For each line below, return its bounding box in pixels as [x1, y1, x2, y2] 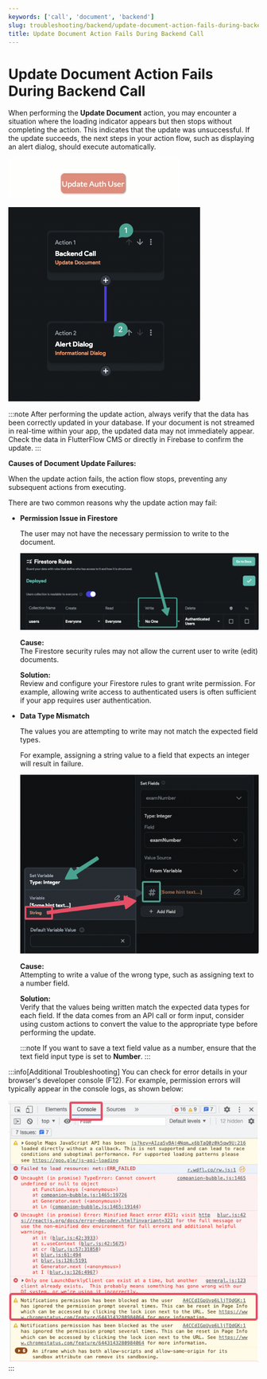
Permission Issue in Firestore [19, 514, 118, 523]
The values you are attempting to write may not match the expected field [19, 726, 258, 736]
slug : [8, 21, 26, 29]
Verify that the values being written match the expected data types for [19, 1002, 250, 1012]
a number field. [19, 978, 70, 988]
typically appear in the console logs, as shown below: [8, 1083, 184, 1093]
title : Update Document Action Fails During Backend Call [8, 29, 204, 37]
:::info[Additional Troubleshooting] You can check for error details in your [8, 1067, 248, 1076]
